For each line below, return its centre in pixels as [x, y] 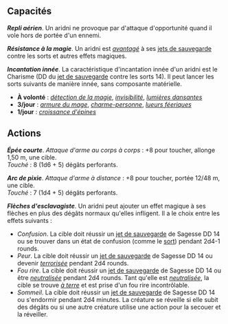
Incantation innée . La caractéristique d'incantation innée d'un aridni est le [112, 69]
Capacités [30, 11]
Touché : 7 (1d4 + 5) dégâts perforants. [62, 193]
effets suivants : [30, 220]
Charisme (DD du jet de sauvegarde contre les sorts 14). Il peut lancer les [111, 76]
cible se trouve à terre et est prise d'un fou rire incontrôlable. [103, 285]
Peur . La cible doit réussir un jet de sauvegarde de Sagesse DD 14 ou [115, 256]
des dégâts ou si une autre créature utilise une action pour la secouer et [119, 307]
